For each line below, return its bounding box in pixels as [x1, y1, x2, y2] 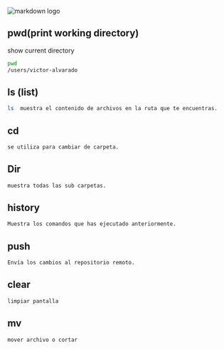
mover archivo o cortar [7, 336, 78, 343]
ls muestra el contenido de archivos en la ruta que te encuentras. [7, 105, 218, 112]
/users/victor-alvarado [7, 66, 78, 74]
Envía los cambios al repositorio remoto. [7, 259, 135, 267]
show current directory [7, 46, 75, 55]
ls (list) [7, 86, 39, 98]
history [7, 202, 41, 214]
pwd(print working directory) [7, 27, 139, 39]
